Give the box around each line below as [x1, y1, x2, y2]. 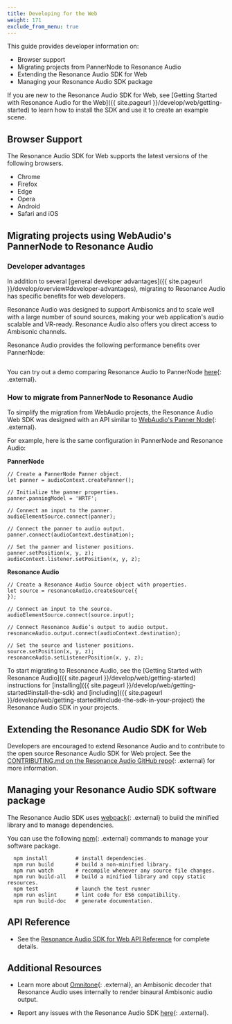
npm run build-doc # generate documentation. [13, 897, 154, 905]
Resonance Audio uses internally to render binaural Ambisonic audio [17, 988, 213, 996]
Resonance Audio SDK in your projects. [7, 703, 120, 712]
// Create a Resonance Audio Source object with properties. [7, 581, 188, 589]
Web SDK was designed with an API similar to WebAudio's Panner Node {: [7, 416, 217, 424]
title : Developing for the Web [7, 10, 98, 17]
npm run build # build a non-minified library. [13, 861, 172, 868]
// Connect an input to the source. [7, 605, 113, 613]
